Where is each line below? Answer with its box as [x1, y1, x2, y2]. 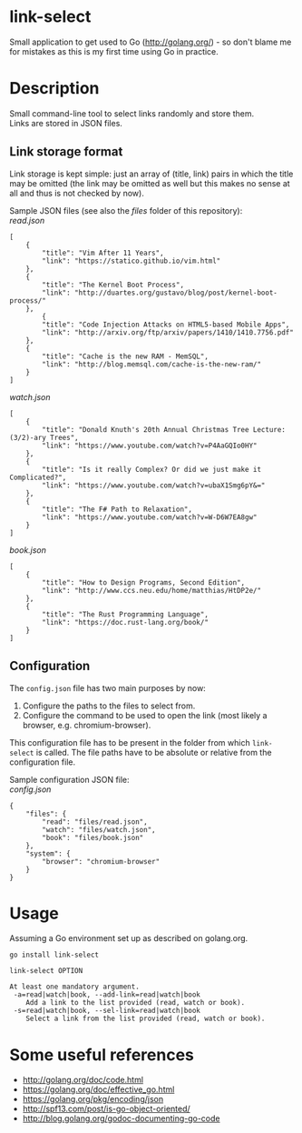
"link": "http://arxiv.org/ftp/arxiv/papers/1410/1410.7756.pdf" [42, 327, 295, 337]
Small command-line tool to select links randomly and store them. [9, 107, 255, 119]
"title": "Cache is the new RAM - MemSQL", [42, 352, 209, 361]
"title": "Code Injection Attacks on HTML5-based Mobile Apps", [42, 320, 290, 329]
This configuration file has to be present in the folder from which [9, 737, 251, 747]
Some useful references [9, 1044, 195, 1065]
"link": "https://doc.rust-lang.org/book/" [42, 617, 209, 627]
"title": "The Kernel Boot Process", [42, 280, 184, 289]
